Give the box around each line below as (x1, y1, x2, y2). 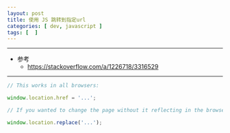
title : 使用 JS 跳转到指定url (7, 16, 86, 23)
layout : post (7, 10, 44, 17)
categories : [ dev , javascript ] (7, 23, 103, 29)
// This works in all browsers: (7, 83, 99, 89)
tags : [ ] (7, 29, 38, 36)
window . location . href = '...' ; (7, 95, 97, 102)
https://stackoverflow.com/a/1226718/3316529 (27, 63, 159, 71)
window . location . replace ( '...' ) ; (7, 119, 103, 126)
